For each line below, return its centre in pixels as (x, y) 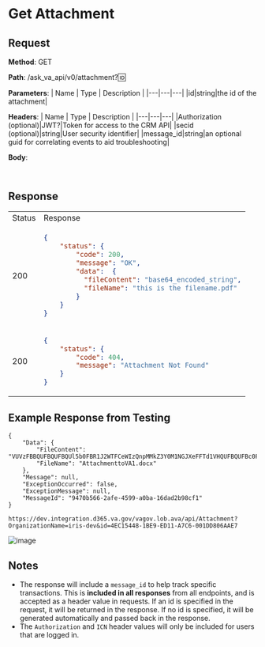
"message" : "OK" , (108, 263)
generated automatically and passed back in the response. (115, 619)
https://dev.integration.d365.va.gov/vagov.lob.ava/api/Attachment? (123, 519)
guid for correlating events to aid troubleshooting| (89, 142)
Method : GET (30, 62)
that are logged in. (49, 635)
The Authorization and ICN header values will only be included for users (137, 626)
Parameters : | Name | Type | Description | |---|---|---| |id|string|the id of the (132, 93)
